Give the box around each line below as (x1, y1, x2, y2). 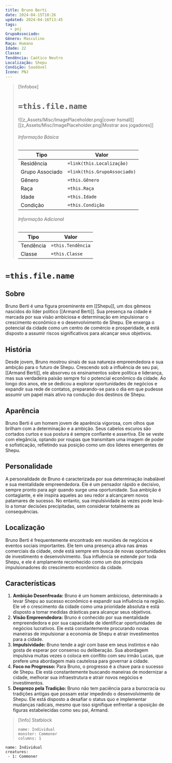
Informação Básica (17, 134, 59, 140)
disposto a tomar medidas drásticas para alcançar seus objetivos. (12, 609, 152, 615)
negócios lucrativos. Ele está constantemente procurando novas (12, 625, 149, 632)
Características (5, 579, 56, 588)
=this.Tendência (51, 243, 91, 249)
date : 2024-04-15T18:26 (5, 12, 56, 17)
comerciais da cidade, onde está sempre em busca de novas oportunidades (5, 547, 166, 554)
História (5, 345, 32, 354)
